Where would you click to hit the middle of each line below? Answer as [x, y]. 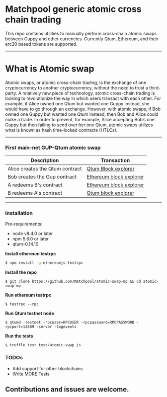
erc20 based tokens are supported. [42, 44]
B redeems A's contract [35, 193]
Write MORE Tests [31, 374]
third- [155, 87]
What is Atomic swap [50, 69]
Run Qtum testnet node [30, 314]
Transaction [115, 160]
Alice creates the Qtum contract [45, 169]
